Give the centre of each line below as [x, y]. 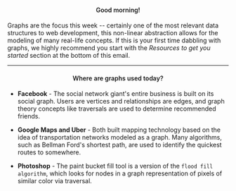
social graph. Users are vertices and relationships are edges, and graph [121, 101]
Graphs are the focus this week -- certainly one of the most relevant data [113, 25]
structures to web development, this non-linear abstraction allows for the [113, 33]
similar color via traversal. [55, 181]
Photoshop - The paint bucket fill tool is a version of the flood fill [115, 166]
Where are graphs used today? [118, 78]
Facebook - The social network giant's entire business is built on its [116, 94]
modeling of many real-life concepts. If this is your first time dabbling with [114, 41]
